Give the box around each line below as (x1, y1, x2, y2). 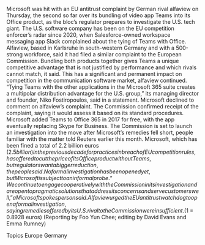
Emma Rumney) (6, 220, 47, 227)
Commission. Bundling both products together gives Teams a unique (6, 58, 179, 64)
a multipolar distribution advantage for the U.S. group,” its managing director (6, 90, 199, 97)
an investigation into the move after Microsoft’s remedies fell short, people (6, 129, 194, 136)
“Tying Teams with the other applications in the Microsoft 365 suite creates (6, 83, 196, 91)
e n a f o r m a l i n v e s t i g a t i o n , (6, 200, 67, 208)
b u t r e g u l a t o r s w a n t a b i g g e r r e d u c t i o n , (6, 162, 99, 168)
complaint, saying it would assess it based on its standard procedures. (6, 110, 184, 116)
